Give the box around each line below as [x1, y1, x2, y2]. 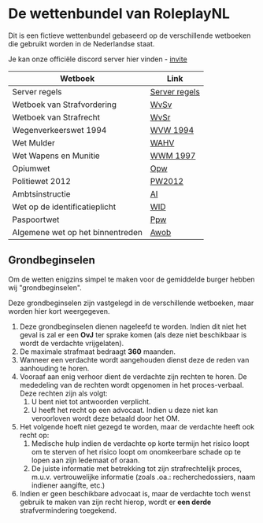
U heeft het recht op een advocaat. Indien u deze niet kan [31, 405, 218, 414]
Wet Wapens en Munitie [12, 150, 100, 161]
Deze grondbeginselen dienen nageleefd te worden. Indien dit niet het [19, 322, 246, 331]
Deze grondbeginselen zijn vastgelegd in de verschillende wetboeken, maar [8, 298, 254, 308]
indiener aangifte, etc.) [31, 481, 106, 490]
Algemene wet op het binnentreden [12, 227, 143, 238]
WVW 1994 [150, 124, 194, 135]
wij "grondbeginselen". [8, 282, 83, 292]
